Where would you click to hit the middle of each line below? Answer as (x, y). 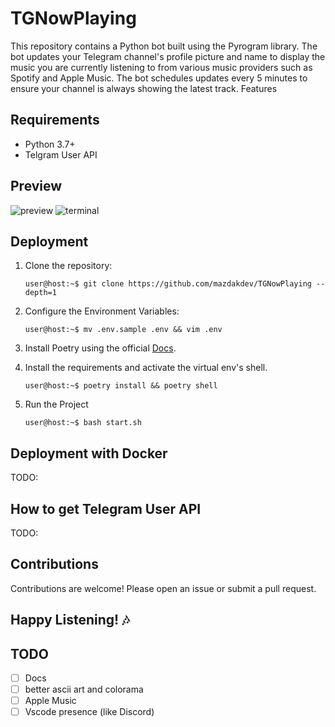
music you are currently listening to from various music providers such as (161, 67)
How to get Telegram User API (106, 508)
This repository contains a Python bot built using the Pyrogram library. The (164, 46)
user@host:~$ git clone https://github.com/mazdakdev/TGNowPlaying (168, 284)
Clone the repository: (68, 266)
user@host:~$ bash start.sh (83, 423)
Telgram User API (61, 154)
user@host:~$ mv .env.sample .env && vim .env (123, 330)
